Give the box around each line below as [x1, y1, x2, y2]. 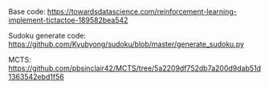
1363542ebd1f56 [8, 72, 64, 81]
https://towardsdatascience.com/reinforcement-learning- [47, 7, 237, 16]
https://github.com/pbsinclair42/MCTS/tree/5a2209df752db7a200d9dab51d [8, 63, 262, 73]
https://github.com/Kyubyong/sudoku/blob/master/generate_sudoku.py [8, 39, 245, 49]
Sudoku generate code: [8, 31, 87, 40]
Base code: [8, 7, 46, 16]
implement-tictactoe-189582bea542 [8, 15, 128, 25]
